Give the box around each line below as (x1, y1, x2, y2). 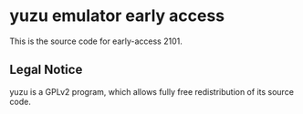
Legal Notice (9, 62, 83, 78)
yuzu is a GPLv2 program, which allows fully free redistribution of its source (9, 86, 295, 97)
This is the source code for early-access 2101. (9, 36, 183, 47)
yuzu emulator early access (9, 5, 225, 26)
